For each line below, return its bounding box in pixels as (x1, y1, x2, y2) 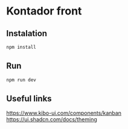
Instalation (6, 28, 47, 39)
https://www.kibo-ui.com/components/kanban (6, 110, 122, 117)
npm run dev (6, 77, 36, 83)
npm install (6, 44, 36, 50)
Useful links (6, 93, 53, 104)
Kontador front (6, 4, 82, 18)
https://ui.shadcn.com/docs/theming (6, 116, 98, 123)
